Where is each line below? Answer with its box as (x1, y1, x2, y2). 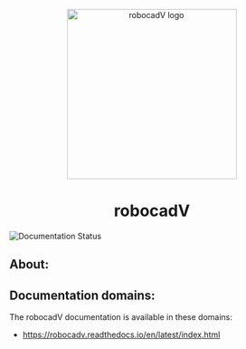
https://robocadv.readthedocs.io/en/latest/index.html (22, 329, 221, 340)
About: (9, 257, 50, 272)
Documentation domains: (9, 287, 156, 303)
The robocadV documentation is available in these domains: (9, 312, 233, 323)
